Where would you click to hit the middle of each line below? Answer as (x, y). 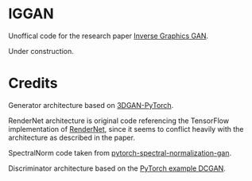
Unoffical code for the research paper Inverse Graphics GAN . (109, 36)
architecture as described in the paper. (72, 137)
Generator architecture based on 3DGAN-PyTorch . (91, 105)
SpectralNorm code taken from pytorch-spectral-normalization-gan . (120, 152)
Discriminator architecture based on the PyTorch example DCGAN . (117, 168)
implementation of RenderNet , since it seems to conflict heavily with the (126, 129)
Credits (33, 83)
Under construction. (41, 51)
